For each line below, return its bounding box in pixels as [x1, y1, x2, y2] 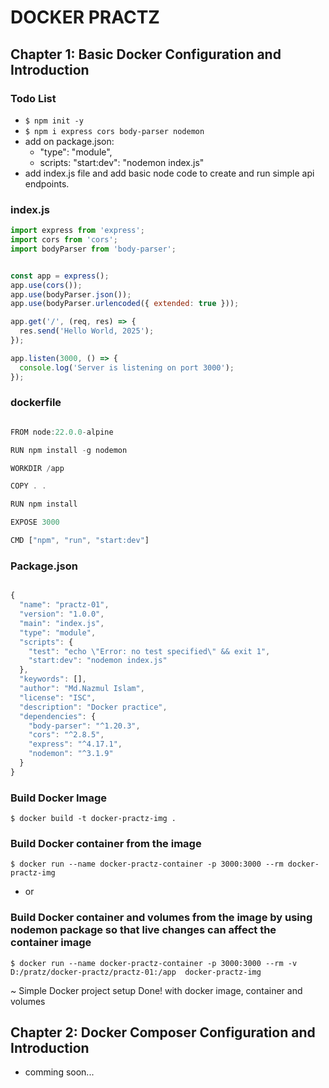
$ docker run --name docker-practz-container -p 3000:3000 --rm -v [10, 958, 298, 968]
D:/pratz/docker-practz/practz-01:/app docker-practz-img [10, 967, 262, 977]
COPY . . [10, 481, 47, 491]
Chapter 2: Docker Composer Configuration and [10, 1024, 316, 1041]
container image [10, 936, 92, 950]
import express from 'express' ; [10, 226, 145, 236]
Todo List [10, 91, 57, 105]
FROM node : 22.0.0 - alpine [10, 427, 114, 437]
